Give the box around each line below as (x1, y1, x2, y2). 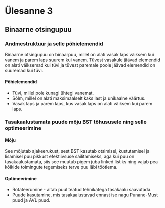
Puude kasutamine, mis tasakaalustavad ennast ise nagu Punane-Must (12, 192, 158, 198)
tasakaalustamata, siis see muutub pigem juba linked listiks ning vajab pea (5, 159, 158, 165)
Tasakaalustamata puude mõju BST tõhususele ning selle (5, 118, 147, 125)
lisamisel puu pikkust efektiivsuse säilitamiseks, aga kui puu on (5, 153, 135, 160)
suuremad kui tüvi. (5, 67, 43, 73)
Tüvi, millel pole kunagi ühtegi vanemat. (12, 90, 94, 96)
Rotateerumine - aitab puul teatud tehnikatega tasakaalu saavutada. (12, 187, 152, 193)
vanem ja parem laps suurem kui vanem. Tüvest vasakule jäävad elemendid (5, 57, 161, 63)
